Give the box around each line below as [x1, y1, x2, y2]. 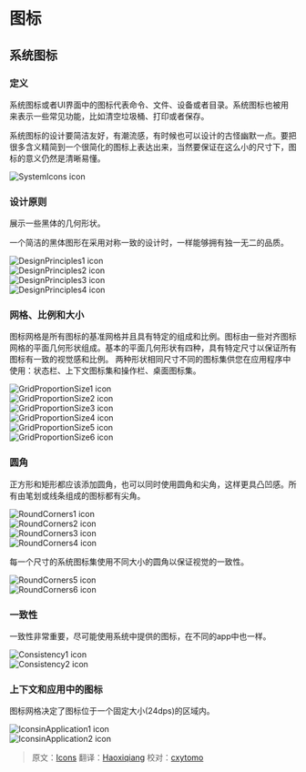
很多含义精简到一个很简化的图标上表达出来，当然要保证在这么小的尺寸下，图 [9, 141, 297, 152]
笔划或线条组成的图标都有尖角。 [25, 490, 146, 501]
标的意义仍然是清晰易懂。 [9, 152, 106, 164]
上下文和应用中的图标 [9, 683, 103, 696]
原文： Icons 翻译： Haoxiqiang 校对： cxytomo [31, 752, 204, 763]
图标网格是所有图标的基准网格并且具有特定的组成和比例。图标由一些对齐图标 [9, 331, 297, 342]
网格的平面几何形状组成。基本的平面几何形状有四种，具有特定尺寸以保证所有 [9, 342, 297, 353]
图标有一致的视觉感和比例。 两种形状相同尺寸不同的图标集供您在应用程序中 [9, 354, 291, 365]
